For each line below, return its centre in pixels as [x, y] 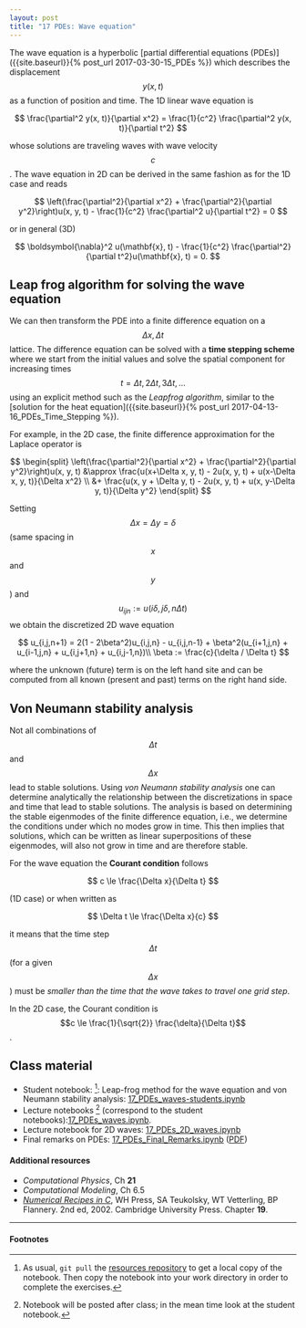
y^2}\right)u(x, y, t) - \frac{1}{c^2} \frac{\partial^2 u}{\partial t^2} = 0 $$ [153, 211]
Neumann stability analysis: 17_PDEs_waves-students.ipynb [134, 1099]
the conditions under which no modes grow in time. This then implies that [147, 826]
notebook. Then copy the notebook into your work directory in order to [155, 1278]
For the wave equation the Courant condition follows [109, 863]
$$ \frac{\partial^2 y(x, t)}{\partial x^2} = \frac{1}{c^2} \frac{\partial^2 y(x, [153, 118]
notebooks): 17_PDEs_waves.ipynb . [87, 1120]
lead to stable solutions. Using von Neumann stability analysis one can [143, 787]
